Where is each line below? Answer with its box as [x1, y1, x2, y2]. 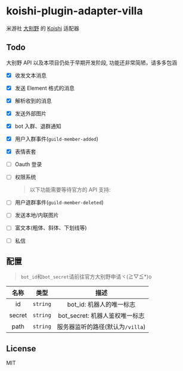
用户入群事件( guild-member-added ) [14, 136, 98, 143]
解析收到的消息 [14, 97, 52, 104]
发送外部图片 [14, 109, 46, 117]
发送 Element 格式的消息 [14, 84, 75, 91]
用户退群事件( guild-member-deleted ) [14, 199, 104, 206]
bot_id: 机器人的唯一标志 [67, 301, 136, 309]
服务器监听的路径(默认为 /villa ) [57, 323, 146, 331]
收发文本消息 [14, 72, 46, 79]
